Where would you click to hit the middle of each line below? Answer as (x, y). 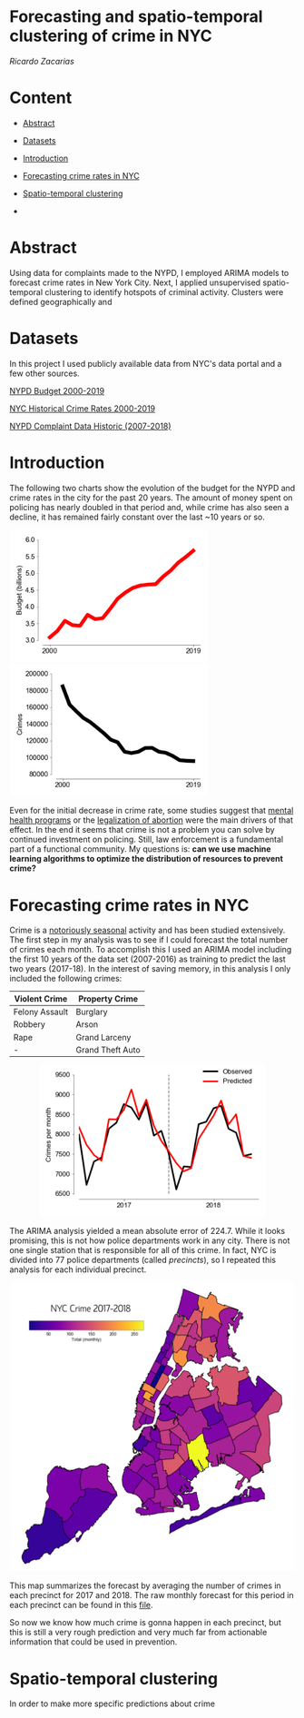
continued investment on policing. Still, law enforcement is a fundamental (147, 839)
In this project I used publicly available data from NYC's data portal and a (146, 363)
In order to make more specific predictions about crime (113, 1703)
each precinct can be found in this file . (81, 1605)
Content (41, 98)
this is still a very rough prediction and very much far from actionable (138, 1633)
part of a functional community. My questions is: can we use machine (140, 849)
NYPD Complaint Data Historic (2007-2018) (90, 426)
